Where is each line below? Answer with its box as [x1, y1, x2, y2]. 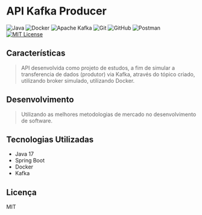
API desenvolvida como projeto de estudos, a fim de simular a [21, 64, 175, 71]
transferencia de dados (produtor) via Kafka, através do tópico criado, [21, 71, 195, 78]
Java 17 [14, 150, 34, 158]
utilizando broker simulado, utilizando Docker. [21, 77, 135, 84]
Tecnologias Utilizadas [6, 134, 94, 144]
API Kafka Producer [6, 4, 107, 18]
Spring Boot [14, 157, 45, 164]
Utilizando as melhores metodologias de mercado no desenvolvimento [21, 111, 197, 118]
